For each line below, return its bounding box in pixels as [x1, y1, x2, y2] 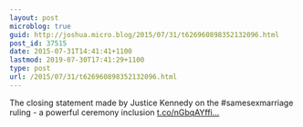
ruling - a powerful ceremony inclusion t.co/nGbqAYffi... [9, 106, 220, 118]
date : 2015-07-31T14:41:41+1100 [9, 47, 132, 56]
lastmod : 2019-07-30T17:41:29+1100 [9, 55, 145, 64]
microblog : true [9, 22, 71, 31]
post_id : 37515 [9, 38, 68, 48]
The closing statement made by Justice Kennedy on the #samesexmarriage [9, 97, 294, 108]
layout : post [9, 13, 59, 23]
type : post [9, 64, 51, 73]
